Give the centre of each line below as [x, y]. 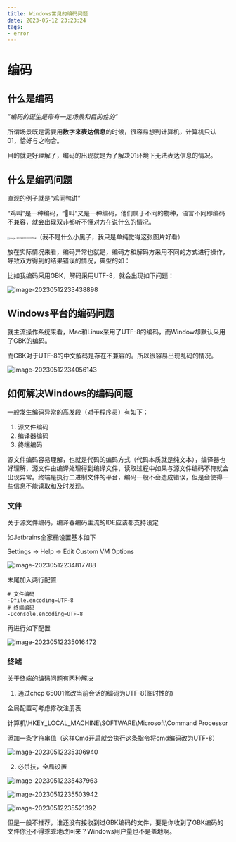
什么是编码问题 [40, 180]
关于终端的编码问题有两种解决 [50, 678]
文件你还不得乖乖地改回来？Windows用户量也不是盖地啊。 [92, 831]
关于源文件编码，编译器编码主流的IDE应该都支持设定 [83, 522]
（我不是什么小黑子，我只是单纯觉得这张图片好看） [110, 237]
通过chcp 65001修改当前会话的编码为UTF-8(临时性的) [95, 693]
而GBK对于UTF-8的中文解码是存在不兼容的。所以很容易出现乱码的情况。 [112, 356]
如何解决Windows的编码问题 [70, 394]
